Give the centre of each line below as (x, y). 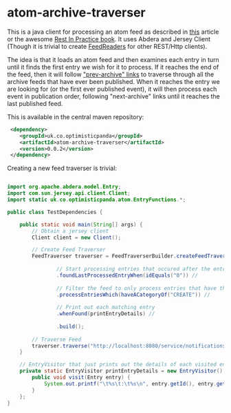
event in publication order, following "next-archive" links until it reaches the (113, 96)
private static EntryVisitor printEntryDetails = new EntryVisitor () (121, 371)
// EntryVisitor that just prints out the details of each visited (118, 365)
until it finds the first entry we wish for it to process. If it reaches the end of (113, 67)
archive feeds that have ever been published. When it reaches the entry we (113, 81)
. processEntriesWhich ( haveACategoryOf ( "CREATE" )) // (133, 295)
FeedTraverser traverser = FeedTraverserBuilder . (104, 256)
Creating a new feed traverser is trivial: (62, 168)
